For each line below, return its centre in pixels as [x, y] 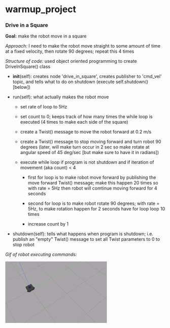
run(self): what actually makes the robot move [61, 97]
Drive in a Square [27, 25]
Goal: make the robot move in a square [46, 36]
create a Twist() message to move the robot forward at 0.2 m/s [86, 132]
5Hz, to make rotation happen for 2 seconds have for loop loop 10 [96, 209]
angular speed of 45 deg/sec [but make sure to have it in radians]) [90, 153]
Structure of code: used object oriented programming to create [71, 61]
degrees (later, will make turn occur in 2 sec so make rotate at [85, 147]
